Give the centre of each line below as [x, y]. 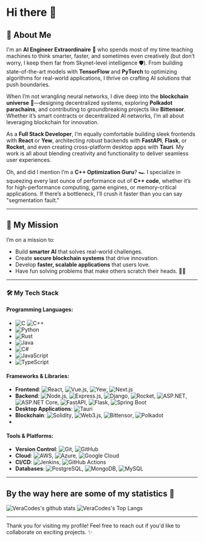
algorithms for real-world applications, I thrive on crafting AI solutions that [99, 78]
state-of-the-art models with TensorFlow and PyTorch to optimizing [92, 72]
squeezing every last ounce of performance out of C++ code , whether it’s [99, 181]
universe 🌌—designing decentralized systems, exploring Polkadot [90, 103]
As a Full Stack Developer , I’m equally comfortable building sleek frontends [101, 134]
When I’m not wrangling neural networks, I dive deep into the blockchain [97, 96]
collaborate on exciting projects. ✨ [49, 532]
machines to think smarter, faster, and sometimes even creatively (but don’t [101, 56]
